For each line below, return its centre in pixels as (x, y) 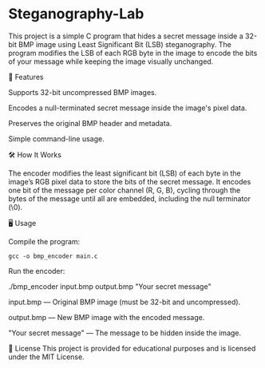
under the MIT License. (47, 357)
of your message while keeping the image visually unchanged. (111, 61)
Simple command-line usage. (57, 138)
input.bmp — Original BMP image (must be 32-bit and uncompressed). (125, 302)
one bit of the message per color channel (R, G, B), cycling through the (125, 190)
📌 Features (26, 77)
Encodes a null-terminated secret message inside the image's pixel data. (128, 108)
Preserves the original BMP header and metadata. (90, 123)
